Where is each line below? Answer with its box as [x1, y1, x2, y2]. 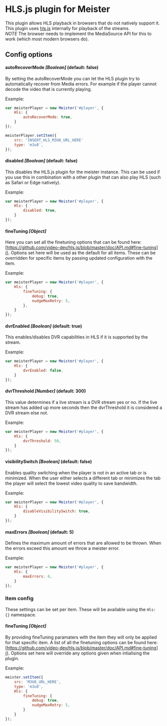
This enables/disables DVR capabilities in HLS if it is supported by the [5, 334, 148, 340]
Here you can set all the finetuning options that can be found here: [5, 239, 142, 245]
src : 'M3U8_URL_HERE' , [14, 679, 61, 685]
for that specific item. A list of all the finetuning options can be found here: [5, 640, 158, 645]
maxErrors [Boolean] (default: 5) [5, 529, 74, 535]
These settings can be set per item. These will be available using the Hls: [5, 606, 156, 612]
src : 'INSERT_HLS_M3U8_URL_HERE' [14, 137, 84, 143]
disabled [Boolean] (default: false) [5, 158, 78, 163]
